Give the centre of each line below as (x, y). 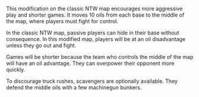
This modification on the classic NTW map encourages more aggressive (94, 9)
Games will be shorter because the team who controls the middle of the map (100, 57)
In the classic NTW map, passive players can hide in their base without (93, 33)
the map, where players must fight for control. (62, 21)
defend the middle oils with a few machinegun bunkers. (74, 87)
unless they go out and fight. (41, 45)
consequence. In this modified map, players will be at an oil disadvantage (96, 39)
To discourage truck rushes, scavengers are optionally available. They (92, 81)
